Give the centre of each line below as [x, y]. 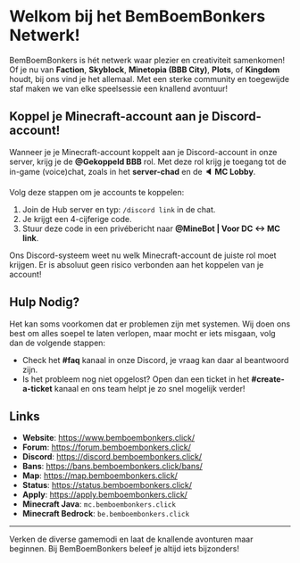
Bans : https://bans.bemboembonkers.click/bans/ [112, 467]
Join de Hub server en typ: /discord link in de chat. [119, 209]
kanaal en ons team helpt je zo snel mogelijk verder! [150, 388]
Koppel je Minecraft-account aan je [109, 116]
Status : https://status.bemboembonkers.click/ [107, 485]
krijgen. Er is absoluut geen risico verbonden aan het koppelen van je [137, 264]
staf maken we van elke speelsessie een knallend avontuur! [119, 88]
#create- [268, 379]
